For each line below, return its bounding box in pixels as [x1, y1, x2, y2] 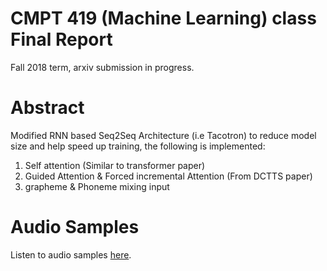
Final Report [10, 28, 113, 51]
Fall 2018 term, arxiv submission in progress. [10, 61, 195, 73]
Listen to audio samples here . [10, 248, 132, 261]
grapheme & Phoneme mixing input [24, 180, 170, 192]
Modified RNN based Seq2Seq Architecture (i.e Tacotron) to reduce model [10, 129, 317, 141]
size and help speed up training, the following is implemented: [10, 140, 266, 152]
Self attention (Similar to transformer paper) [24, 159, 206, 171]
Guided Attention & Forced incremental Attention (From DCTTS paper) [24, 170, 313, 182]
